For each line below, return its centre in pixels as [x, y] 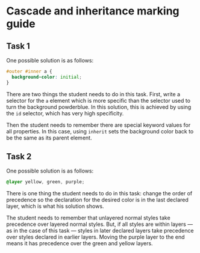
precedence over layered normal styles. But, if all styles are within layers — [100, 224]
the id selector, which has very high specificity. [65, 113]
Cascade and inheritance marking [93, 11]
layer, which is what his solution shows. [55, 206]
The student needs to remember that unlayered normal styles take [88, 218]
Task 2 [19, 157]
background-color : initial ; [47, 77]
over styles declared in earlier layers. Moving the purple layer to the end [95, 237]
